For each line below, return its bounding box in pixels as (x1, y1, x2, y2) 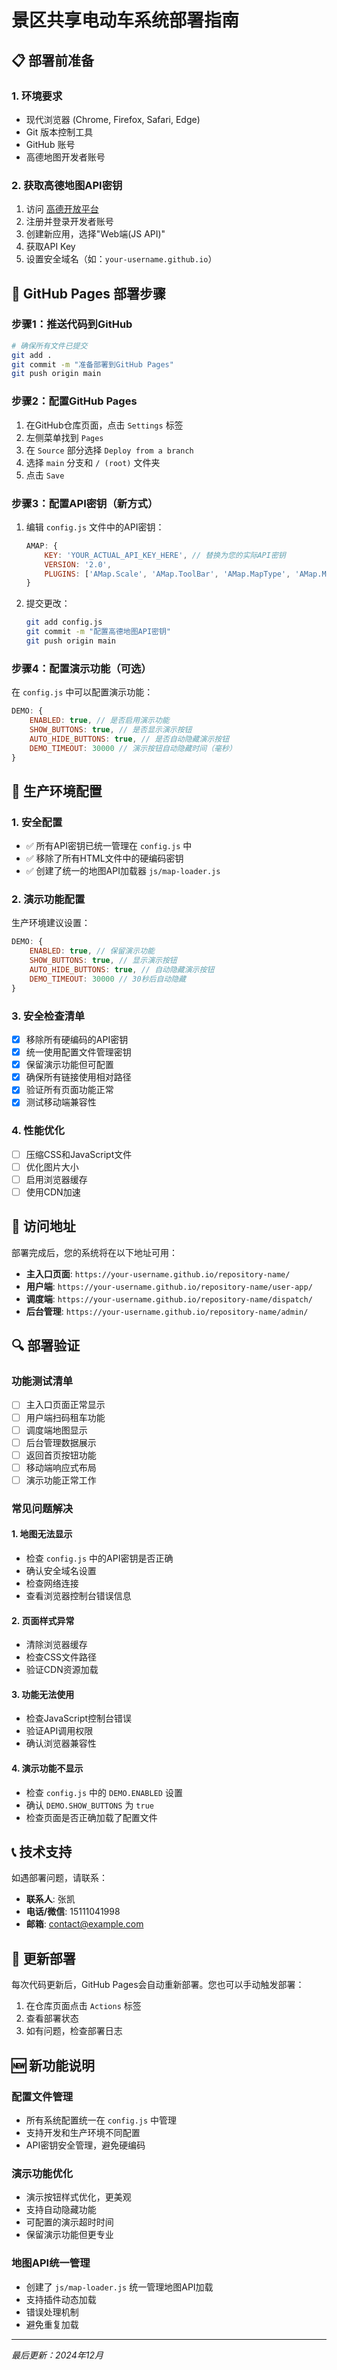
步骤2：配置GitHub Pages (11, 394, 138, 408)
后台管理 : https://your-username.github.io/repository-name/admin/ (25, 1305, 309, 1317)
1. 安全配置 (11, 815, 63, 829)
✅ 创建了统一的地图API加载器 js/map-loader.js (25, 865, 221, 877)
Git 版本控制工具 (25, 126, 94, 138)
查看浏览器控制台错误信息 (25, 1590, 132, 1602)
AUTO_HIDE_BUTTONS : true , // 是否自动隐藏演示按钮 (29, 734, 230, 744)
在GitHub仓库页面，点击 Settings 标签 (25, 419, 184, 431)
